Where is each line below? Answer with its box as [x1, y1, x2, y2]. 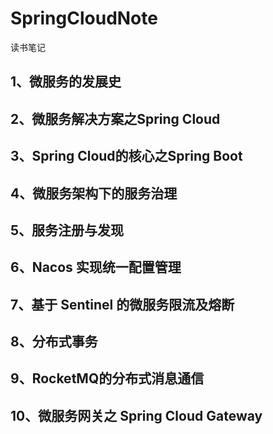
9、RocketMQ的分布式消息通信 [10, 370, 205, 387]
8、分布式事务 [10, 333, 98, 351]
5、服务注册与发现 [10, 222, 125, 239]
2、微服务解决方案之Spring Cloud [10, 110, 221, 127]
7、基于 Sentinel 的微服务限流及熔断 [10, 296, 235, 313]
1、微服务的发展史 [10, 73, 122, 91]
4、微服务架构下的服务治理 [10, 185, 178, 202]
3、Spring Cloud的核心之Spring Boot [10, 148, 243, 165]
